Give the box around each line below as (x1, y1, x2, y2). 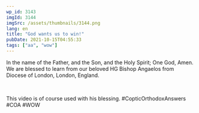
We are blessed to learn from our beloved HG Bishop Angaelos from (6, 65, 174, 72)
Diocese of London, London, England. (6, 72, 100, 79)
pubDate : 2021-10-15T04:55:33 (6, 37, 82, 43)
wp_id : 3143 (6, 8, 36, 15)
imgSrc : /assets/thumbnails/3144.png (6, 20, 101, 26)
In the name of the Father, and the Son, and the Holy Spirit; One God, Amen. (6, 58, 194, 66)
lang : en (6, 25, 28, 32)
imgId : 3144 (6, 14, 36, 20)
